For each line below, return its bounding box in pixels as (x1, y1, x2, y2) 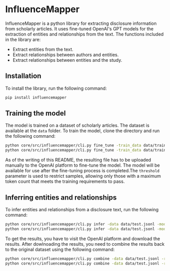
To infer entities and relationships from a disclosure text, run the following (5, 207, 159, 212)
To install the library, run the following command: (5, 85, 107, 91)
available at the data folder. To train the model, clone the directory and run (5, 128, 160, 134)
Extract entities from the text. (12, 46, 73, 52)
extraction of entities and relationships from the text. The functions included (5, 31, 164, 37)
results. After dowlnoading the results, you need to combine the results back (5, 241, 165, 247)
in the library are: (5, 36, 41, 43)
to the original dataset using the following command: (5, 246, 115, 252)
